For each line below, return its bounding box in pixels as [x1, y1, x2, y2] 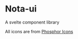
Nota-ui [5, 3, 37, 14]
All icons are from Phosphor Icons [5, 28, 73, 34]
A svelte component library [5, 19, 59, 25]
